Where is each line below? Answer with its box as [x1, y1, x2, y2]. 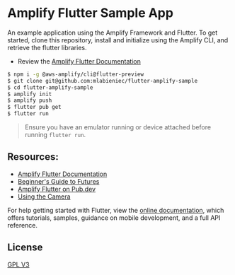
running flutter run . [24, 131, 86, 139]
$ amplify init [7, 90, 52, 98]
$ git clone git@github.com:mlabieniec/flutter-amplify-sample [7, 77, 198, 84]
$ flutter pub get [7, 104, 62, 111]
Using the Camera [17, 192, 71, 201]
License [7, 242, 43, 254]
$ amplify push [7, 97, 52, 104]
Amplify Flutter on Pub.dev [17, 185, 96, 193]
